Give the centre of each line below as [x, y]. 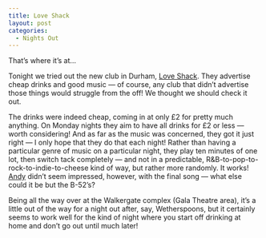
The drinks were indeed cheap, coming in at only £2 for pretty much [121, 117]
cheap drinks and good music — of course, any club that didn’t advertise [129, 85]
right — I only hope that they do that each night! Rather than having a [122, 143]
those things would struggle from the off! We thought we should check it [128, 93]
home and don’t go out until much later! [73, 226]
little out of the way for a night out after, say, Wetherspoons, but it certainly [132, 209]
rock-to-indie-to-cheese [48, 168]
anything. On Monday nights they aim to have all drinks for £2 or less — [126, 125]
